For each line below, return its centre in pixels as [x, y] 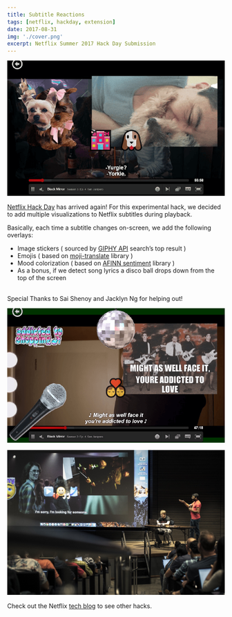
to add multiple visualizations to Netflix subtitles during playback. [100, 214]
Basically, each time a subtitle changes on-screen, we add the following [109, 228]
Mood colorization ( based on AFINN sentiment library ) [96, 264]
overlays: [20, 235]
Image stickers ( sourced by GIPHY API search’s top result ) [101, 248]
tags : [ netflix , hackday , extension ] [61, 22]
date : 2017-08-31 [32, 29]
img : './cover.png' [35, 37]
